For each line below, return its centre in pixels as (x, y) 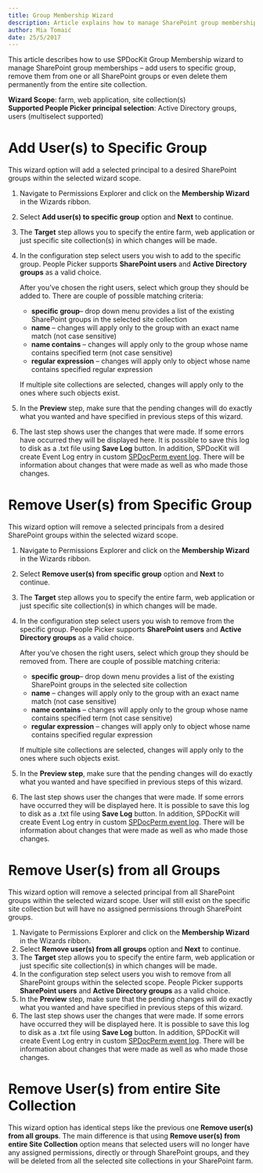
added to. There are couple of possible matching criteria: (111, 296)
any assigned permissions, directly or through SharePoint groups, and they (129, 1153)
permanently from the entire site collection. (77, 85)
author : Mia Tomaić (40, 30)
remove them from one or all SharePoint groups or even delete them (118, 76)
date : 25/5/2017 (34, 37)
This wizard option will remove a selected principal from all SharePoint (121, 892)
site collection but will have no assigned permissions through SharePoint (125, 909)
